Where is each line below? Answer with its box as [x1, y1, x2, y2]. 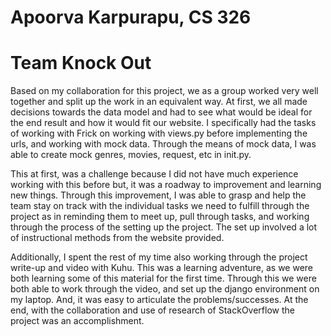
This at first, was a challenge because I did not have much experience [10, 168, 299, 180]
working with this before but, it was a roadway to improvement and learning [10, 179, 322, 191]
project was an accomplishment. [10, 315, 145, 327]
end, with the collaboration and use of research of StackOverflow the [10, 304, 295, 316]
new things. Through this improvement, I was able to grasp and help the [10, 189, 307, 201]
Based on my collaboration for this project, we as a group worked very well [10, 85, 319, 97]
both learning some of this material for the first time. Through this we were [10, 272, 317, 285]
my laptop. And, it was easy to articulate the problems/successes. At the [10, 294, 309, 306]
